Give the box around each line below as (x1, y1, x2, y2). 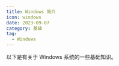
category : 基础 (6, 25, 43, 32)
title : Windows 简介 (6, 8, 56, 15)
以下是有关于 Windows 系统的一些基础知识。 (6, 54, 117, 60)
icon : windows (6, 14, 42, 20)
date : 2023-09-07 (6, 20, 50, 26)
